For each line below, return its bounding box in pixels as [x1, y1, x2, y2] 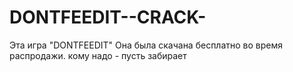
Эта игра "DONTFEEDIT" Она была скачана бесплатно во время [9, 39, 284, 51]
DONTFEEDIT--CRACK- [9, 6, 207, 29]
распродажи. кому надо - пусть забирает [9, 49, 187, 61]
